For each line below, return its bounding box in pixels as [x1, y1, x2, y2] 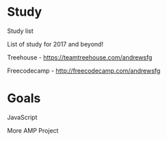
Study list [7, 27, 34, 35]
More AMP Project [7, 126, 59, 134]
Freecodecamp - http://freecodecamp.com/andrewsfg [7, 66, 161, 75]
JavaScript [7, 113, 38, 121]
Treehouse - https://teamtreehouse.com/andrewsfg [7, 53, 153, 62]
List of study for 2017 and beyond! [7, 40, 104, 48]
